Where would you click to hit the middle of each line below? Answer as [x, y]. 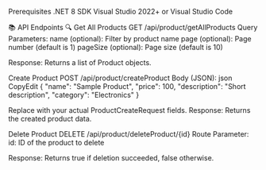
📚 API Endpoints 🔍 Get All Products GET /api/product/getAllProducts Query [133, 27]
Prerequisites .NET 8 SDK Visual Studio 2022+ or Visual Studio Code [120, 12]
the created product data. [50, 119]
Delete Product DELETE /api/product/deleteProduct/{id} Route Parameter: [129, 134]
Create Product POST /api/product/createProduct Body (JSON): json [120, 78]
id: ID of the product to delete [56, 143]
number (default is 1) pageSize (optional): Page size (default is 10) [116, 47]
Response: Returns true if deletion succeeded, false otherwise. [111, 158]
